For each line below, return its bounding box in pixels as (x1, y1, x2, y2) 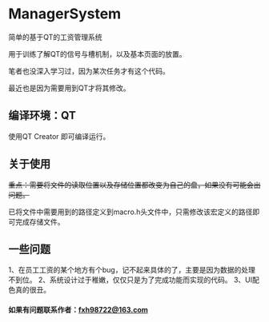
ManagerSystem (8, 5, 122, 23)
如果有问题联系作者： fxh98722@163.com (8, 304, 148, 314)
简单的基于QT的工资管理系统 (8, 32, 102, 42)
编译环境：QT (8, 109, 76, 122)
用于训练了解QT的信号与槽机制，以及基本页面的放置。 (8, 49, 187, 58)
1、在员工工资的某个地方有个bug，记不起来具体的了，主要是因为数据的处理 (8, 265, 256, 275)
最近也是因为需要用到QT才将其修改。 (8, 83, 130, 93)
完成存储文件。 (14, 217, 65, 226)
